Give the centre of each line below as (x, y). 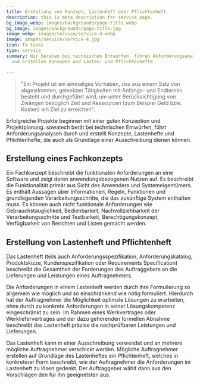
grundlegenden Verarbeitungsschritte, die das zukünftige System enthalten (99, 198)
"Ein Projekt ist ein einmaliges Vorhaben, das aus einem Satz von (100, 83)
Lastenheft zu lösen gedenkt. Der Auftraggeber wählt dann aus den (89, 368)
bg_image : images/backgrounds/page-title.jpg (63, 28)
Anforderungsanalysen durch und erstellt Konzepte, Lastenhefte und (90, 133)
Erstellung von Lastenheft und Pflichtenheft (89, 242)
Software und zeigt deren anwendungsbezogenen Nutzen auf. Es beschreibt (100, 179)
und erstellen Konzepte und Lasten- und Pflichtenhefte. (84, 61)
